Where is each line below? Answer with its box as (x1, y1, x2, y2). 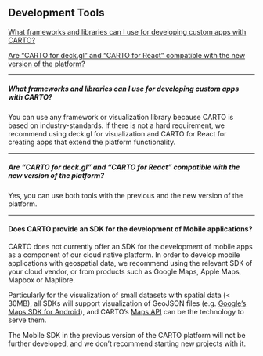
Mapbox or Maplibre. (8, 274, 76, 285)
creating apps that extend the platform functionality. (8, 137, 176, 147)
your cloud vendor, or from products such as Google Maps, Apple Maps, (8, 267, 242, 276)
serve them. (8, 315, 47, 325)
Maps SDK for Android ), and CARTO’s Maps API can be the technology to (8, 307, 244, 316)
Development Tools (8, 6, 105, 20)
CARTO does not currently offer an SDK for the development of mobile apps (8, 242, 253, 251)
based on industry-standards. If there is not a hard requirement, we (8, 121, 225, 130)
